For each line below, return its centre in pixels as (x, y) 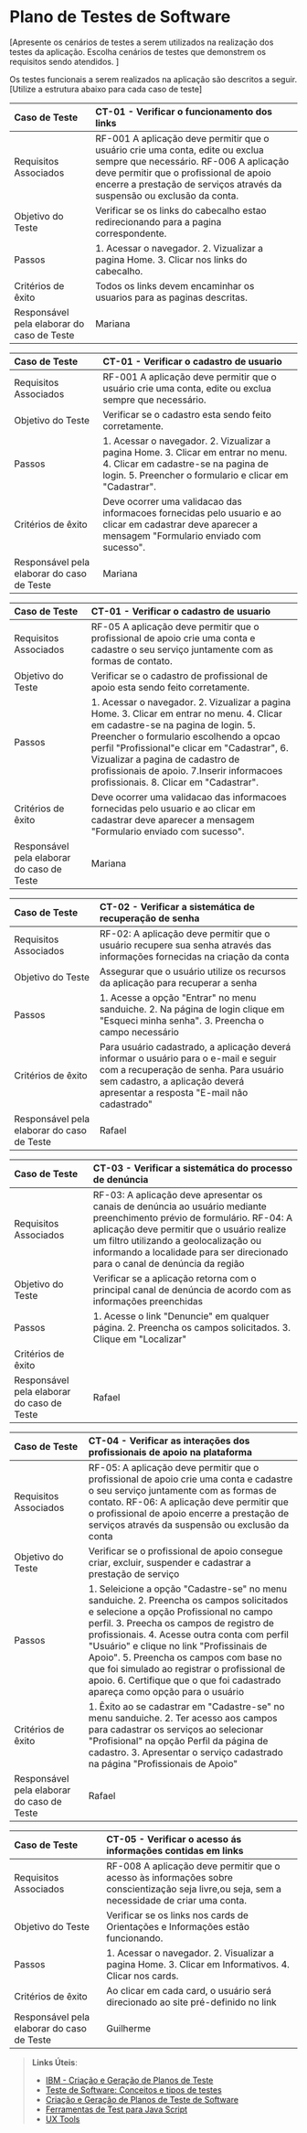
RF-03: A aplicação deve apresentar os (178, 1195)
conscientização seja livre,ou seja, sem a (194, 1889)
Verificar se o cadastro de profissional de (179, 676)
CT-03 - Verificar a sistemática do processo (193, 1168)
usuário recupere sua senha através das (185, 945)
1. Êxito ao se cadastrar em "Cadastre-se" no (186, 1706)
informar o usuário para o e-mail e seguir (188, 1058)
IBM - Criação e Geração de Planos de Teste (129, 2080)
